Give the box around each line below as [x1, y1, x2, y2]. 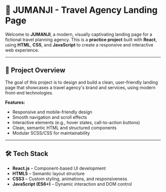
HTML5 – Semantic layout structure [12, 170, 85, 176]
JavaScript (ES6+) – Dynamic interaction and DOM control [12, 181, 132, 187]
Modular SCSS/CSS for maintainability [12, 130, 90, 136]
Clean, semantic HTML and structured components [12, 125, 117, 131]
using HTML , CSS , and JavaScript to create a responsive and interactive [5, 42, 154, 48]
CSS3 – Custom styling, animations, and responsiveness [12, 176, 127, 182]
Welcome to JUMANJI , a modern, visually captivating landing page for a [5, 31, 152, 37]
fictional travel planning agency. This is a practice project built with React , [5, 37, 157, 43]
